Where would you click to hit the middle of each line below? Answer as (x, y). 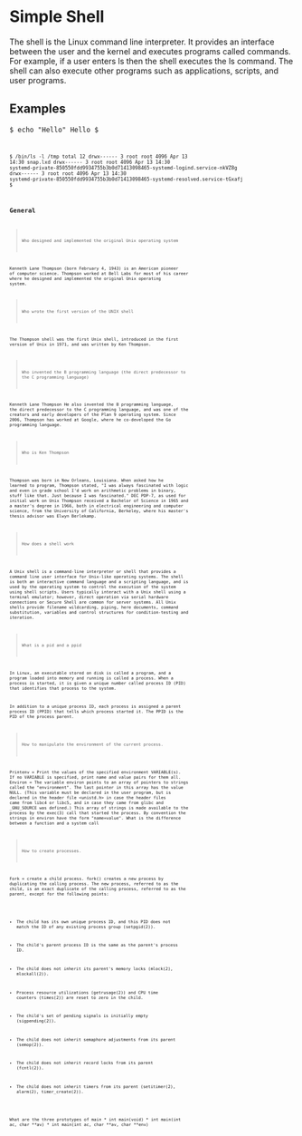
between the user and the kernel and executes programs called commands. (150, 51)
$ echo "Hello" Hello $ (54, 130)
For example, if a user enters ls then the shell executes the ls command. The (151, 61)
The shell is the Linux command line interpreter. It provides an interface (142, 42)
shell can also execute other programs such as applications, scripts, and (144, 71)
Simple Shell (57, 17)
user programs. (38, 80)
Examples (38, 109)
